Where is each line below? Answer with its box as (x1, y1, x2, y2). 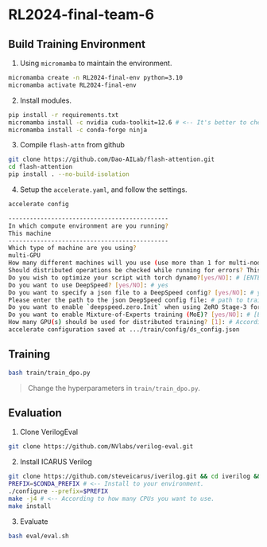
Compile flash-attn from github (19, 140, 126, 150)
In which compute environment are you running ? (8, 221, 169, 230)
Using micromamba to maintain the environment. (19, 58, 172, 68)
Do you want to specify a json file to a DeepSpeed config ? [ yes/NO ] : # (8, 288, 254, 296)
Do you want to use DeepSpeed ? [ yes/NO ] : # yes (8, 281, 169, 289)
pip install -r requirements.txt (8, 111, 119, 119)
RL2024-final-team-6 (8, 6, 155, 24)
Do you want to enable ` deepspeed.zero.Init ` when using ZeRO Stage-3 (8, 303, 247, 311)
